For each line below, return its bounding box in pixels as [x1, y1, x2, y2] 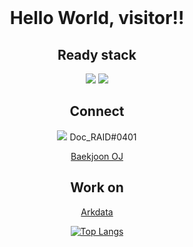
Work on [70, 179, 124, 196]
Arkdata [80, 206, 114, 218]
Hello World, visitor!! [9, 7, 185, 30]
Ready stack [57, 46, 137, 63]
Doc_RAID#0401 [69, 131, 137, 143]
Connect [69, 103, 125, 120]
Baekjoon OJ [70, 150, 124, 162]
